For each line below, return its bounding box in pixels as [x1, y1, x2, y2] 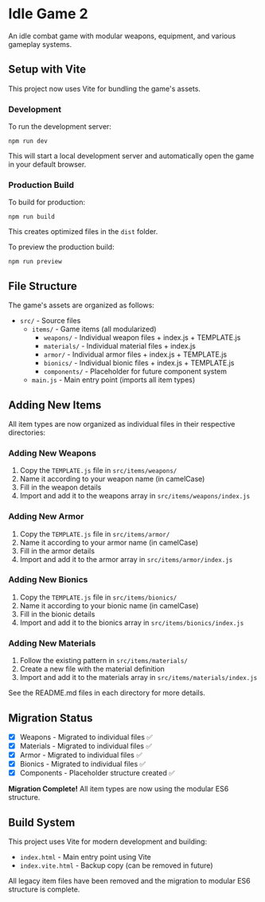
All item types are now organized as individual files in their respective [8, 419, 236, 428]
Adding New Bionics [8, 574, 88, 585]
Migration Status [8, 711, 93, 724]
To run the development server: [8, 122, 111, 131]
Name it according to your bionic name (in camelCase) [19, 600, 199, 610]
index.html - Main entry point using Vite [19, 853, 151, 862]
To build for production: [8, 197, 86, 207]
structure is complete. [8, 884, 80, 894]
